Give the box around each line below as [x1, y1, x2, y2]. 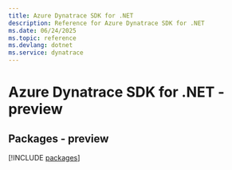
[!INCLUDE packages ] [8, 153, 81, 162]
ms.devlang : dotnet [8, 42, 73, 49]
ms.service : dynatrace [8, 49, 84, 57]
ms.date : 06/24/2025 [8, 26, 77, 34]
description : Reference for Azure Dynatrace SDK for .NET [8, 19, 205, 27]
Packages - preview [8, 132, 109, 145]
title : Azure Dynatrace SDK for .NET [8, 11, 134, 20]
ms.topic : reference [8, 34, 77, 42]
